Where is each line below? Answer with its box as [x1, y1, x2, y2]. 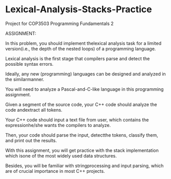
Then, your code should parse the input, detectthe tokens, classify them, [5, 132, 158, 138]
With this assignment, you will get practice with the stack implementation [5, 147, 159, 154]
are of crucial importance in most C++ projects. [5, 168, 105, 174]
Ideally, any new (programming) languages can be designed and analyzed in [5, 70, 166, 77]
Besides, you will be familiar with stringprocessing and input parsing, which [5, 162, 164, 169]
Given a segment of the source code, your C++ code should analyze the [5, 101, 157, 108]
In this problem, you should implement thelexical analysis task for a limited [5, 40, 162, 46]
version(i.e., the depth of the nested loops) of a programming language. [5, 45, 156, 52]
